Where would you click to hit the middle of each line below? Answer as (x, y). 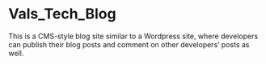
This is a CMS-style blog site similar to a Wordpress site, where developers (133, 36)
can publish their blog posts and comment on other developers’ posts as (129, 44)
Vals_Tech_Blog (62, 14)
